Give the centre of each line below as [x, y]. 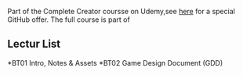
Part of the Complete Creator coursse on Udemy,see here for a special [121, 11]
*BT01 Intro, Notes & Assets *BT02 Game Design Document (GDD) [115, 62]
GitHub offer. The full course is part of [69, 20]
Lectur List [34, 44]
